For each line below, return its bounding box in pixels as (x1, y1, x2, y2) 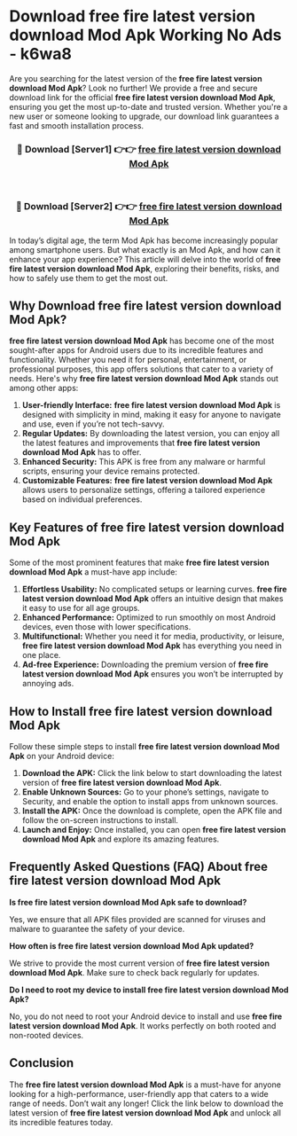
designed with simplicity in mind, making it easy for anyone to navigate (21, 410, 281, 420)
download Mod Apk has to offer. (21, 447, 142, 458)
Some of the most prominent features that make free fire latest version (9, 557, 270, 568)
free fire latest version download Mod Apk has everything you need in (21, 640, 282, 651)
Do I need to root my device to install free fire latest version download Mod (9, 984, 289, 995)
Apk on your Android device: (9, 750, 115, 761)
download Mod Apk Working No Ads (9, 25, 282, 45)
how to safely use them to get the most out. (9, 272, 168, 283)
